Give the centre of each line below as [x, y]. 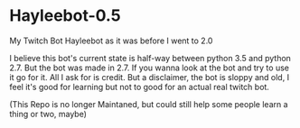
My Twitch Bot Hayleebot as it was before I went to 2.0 [111, 41]
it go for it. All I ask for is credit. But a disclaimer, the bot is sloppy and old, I [150, 77]
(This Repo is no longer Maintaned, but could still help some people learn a [149, 104]
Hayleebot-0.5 [65, 16]
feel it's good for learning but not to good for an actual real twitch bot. [139, 87]
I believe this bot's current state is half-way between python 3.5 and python [150, 58]
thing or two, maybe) [48, 114]
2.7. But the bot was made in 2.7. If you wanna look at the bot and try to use [149, 68]
